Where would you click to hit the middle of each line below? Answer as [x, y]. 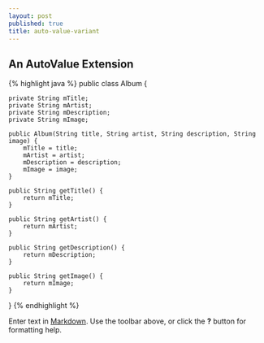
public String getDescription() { [67, 248]
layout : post [30, 16]
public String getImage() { [56, 276]
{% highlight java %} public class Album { [78, 84]
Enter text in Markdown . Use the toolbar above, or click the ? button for [127, 321]
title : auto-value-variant [54, 31]
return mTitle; [49, 198]
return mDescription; [59, 255]
